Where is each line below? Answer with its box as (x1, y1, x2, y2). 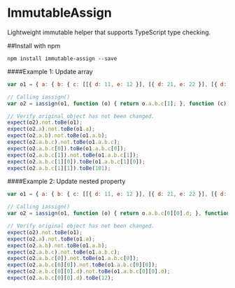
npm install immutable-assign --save (7, 55, 117, 62)
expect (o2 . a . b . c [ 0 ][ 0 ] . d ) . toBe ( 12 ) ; (7, 275, 114, 282)
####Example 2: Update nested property (7, 177, 126, 186)
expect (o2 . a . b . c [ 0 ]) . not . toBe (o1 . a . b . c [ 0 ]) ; (7, 255, 139, 262)
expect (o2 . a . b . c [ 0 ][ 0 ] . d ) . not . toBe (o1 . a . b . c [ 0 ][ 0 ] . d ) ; (7, 268, 171, 275)
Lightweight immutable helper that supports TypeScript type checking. (7, 28, 211, 36)
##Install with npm (7, 41, 61, 50)
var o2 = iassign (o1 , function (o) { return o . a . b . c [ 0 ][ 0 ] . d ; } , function (7, 210, 230, 217)
